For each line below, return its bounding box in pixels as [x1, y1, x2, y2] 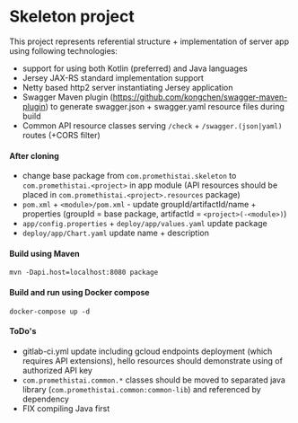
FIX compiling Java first [22, 402, 110, 414]
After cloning [9, 150, 60, 161]
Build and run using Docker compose [9, 286, 150, 297]
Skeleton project [9, 6, 135, 27]
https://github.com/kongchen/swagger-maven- [112, 92, 288, 102]
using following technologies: [9, 45, 118, 56]
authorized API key [22, 365, 92, 375]
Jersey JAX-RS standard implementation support [22, 72, 205, 83]
